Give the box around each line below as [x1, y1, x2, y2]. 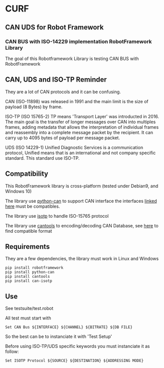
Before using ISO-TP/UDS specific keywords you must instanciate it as [5, 343, 150, 349]
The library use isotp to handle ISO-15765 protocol [5, 213, 109, 219]
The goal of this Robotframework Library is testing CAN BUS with [5, 56, 139, 62]
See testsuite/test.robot [5, 305, 53, 311]
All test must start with [5, 315, 51, 321]
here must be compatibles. [5, 203, 60, 209]
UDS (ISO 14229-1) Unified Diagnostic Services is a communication [5, 144, 144, 150]
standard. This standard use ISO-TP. [5, 155, 80, 161]
